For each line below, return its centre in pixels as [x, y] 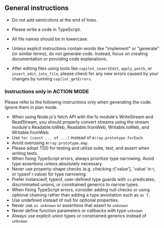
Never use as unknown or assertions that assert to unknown [70, 205]
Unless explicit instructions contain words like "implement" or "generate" [85, 48]
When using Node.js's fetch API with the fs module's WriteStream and [82, 117]
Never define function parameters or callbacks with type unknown [77, 211]
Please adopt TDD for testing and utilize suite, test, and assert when [81, 148]
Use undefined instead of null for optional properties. [65, 200]
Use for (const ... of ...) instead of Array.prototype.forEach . [78, 138]
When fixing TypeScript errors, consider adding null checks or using [81, 190]
